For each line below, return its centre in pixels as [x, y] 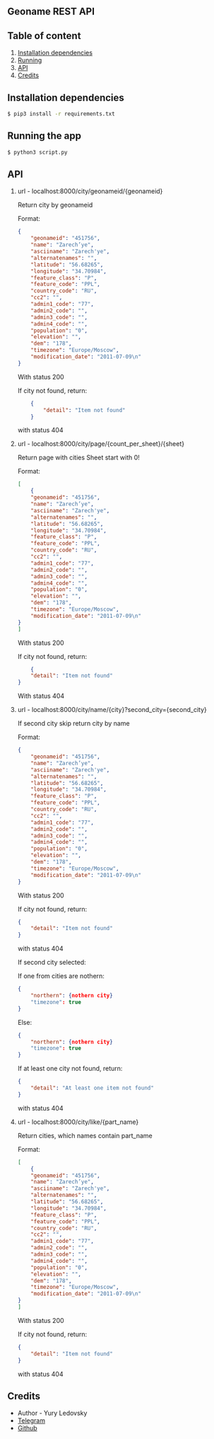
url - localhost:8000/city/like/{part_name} [78, 1122]
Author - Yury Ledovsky [52, 1413]
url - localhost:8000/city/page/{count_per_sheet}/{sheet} [101, 444]
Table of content [44, 36]
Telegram [31, 1421]
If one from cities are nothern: [61, 976]
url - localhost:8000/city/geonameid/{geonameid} [90, 191]
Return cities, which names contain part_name [85, 1135]
